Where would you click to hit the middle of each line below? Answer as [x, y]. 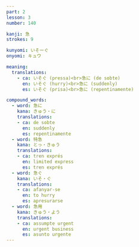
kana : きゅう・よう [39, 212]
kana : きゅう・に [36, 111]
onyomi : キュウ [24, 56]
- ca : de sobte [36, 122]
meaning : [17, 67]
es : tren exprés [42, 167]
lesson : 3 [19, 17]
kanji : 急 [18, 34]
